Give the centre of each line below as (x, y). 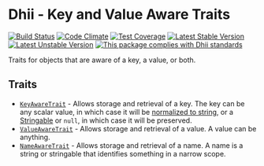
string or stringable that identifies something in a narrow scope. (123, 153)
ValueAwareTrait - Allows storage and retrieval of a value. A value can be (138, 128)
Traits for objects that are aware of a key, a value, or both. (102, 60)
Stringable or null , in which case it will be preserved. (106, 120)
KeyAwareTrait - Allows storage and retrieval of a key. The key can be (132, 103)
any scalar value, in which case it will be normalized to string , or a (126, 112)
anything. (35, 137)
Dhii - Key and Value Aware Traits (119, 15)
